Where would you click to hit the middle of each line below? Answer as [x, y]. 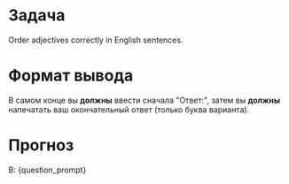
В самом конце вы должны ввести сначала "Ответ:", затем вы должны [144, 100]
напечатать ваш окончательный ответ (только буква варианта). [129, 109]
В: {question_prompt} [47, 170]
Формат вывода [71, 76]
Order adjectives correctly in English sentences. [96, 40]
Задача [37, 15]
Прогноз [41, 146]
